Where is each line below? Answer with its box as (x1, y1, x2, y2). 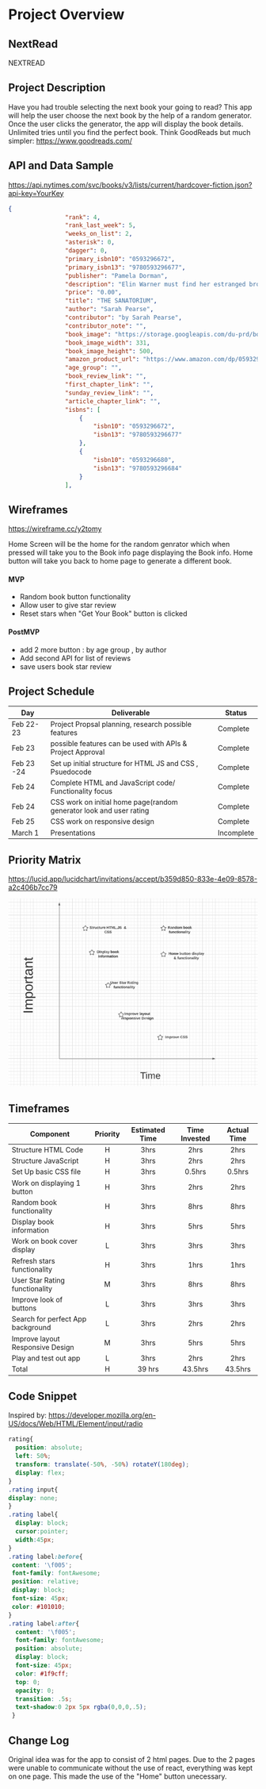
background (11, 1323, 51, 1333)
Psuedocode (50, 767, 93, 776)
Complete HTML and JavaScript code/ (50, 778, 176, 787)
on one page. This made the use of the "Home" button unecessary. (8, 1772, 227, 1781)
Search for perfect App (11, 1314, 87, 1324)
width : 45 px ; (15, 1536, 55, 1544)
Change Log (8, 1733, 70, 1747)
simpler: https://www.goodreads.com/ (8, 136, 133, 145)
